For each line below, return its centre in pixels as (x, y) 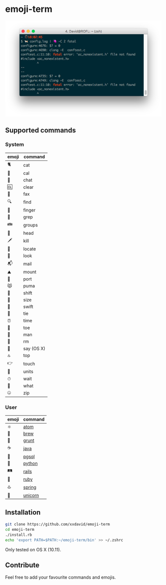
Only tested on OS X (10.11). (33, 549)
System (15, 145)
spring (30, 487)
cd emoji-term (20, 530)
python (31, 463)
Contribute (22, 565)
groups (31, 225)
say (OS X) (34, 348)
